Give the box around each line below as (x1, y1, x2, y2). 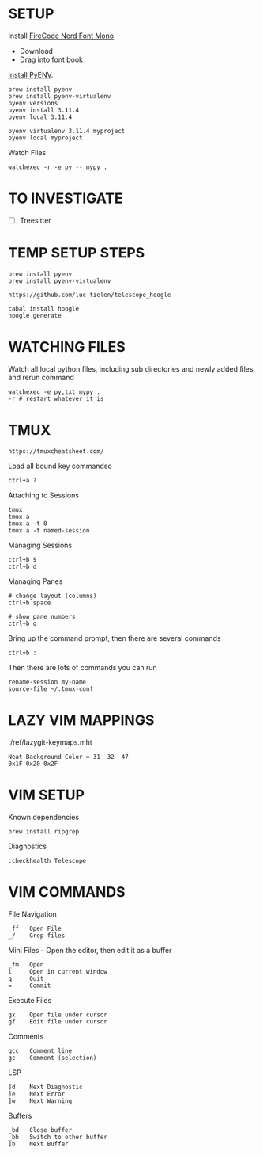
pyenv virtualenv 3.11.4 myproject (8, 127, 126, 135)
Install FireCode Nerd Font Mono (8, 31, 115, 40)
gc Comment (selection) (8, 1054, 97, 1062)
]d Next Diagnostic (8, 1083, 83, 1091)
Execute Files (8, 995, 52, 1004)
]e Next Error (8, 1090, 66, 1098)
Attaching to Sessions (8, 490, 80, 500)
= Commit (8, 982, 51, 989)
